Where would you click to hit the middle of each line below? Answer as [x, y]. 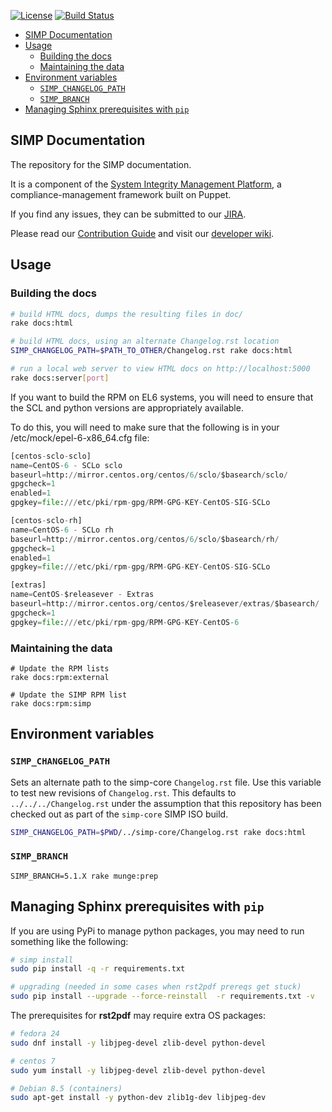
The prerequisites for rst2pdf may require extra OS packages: [138, 1016]
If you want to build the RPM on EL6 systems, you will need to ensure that [162, 397]
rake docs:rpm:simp [51, 703]
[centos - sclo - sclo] [51, 456]
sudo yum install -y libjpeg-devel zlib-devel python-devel [138, 1070]
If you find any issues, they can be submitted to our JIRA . [128, 214]
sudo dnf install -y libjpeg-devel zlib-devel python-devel [138, 1043]
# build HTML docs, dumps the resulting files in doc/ [127, 314]
